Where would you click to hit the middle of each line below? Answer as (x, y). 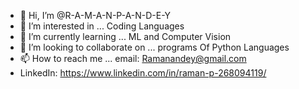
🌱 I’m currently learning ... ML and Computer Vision (125, 36)
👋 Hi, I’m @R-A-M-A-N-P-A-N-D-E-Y (95, 15)
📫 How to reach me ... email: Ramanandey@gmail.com (133, 58)
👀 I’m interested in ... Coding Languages (102, 26)
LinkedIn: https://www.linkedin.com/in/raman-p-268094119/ (143, 73)
